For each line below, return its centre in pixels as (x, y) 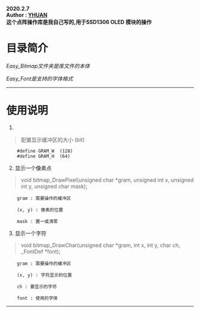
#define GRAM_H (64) (43, 156)
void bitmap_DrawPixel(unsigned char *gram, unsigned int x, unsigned (107, 180)
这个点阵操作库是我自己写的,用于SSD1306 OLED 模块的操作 (79, 22)
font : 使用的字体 (37, 298)
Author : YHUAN (27, 15)
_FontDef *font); (40, 251)
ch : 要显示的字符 (37, 286)
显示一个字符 (30, 233)
